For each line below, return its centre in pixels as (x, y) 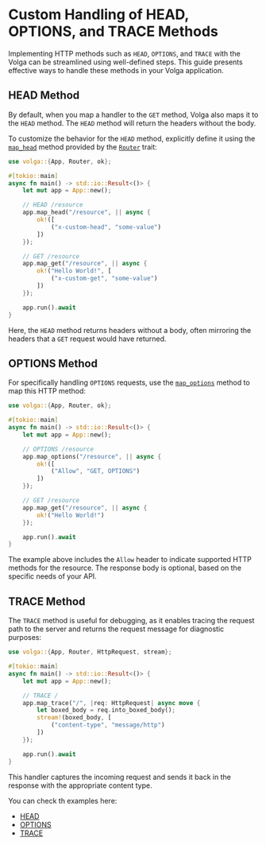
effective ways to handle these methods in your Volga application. (116, 70)
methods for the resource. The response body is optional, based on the (125, 568)
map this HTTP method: (47, 391)
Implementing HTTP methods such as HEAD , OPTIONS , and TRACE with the (124, 53)
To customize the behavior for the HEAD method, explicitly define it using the (132, 138)
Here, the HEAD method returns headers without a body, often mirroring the (130, 330)
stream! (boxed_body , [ (74, 718)
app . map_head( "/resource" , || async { (87, 212)
